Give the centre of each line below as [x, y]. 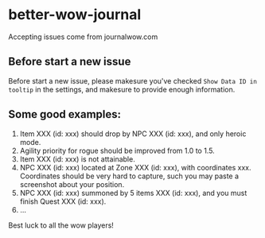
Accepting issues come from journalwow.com [83, 37]
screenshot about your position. [72, 184]
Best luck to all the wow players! [61, 225]
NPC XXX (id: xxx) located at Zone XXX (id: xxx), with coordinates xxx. [135, 167]
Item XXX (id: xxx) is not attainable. [77, 159]
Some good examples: [65, 114]
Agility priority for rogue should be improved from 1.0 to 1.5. [117, 150]
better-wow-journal [75, 15]
